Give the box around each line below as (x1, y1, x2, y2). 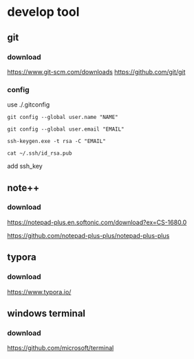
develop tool (7, 4, 80, 20)
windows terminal (7, 307, 86, 319)
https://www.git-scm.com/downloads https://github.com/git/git (7, 67, 186, 76)
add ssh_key (7, 162, 43, 171)
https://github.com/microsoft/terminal (7, 344, 114, 352)
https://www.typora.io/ (7, 287, 72, 296)
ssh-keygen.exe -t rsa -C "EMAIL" (7, 138, 107, 145)
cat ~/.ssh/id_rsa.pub (7, 150, 72, 157)
